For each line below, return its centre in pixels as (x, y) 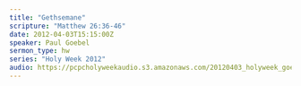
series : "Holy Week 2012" (57, 59)
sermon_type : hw (39, 51)
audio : (21, 68)
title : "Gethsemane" (48, 17)
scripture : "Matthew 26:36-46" (68, 26)
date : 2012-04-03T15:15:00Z (62, 34)
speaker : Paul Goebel (50, 43)
